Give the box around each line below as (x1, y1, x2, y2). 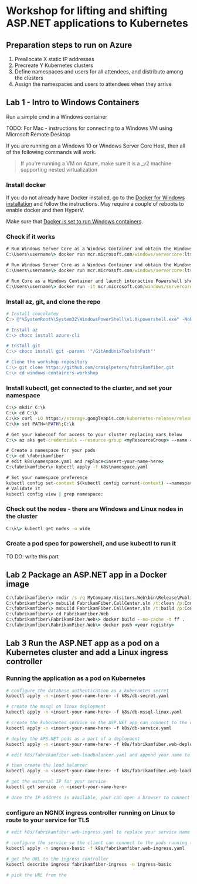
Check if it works (6, 233, 56, 241)
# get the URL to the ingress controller (6, 856, 109, 862)
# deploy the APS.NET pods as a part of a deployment (6, 736, 141, 742)
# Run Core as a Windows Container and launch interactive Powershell (6, 278, 182, 284)
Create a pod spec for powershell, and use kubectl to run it (6, 540, 176, 548)
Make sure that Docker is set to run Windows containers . (6, 218, 144, 225)
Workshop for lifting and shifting (6, 4, 168, 18)
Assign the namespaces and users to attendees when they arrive (14, 81, 172, 88)
